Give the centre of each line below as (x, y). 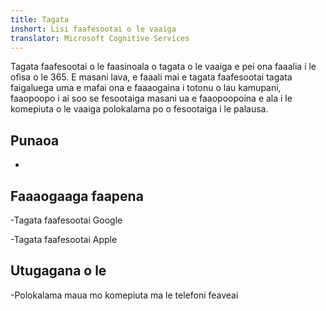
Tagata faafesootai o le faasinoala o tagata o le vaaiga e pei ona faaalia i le (163, 67)
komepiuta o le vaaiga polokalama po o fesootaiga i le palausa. (139, 109)
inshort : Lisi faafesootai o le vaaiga (93, 29)
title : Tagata (40, 19)
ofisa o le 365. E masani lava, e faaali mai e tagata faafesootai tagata (151, 77)
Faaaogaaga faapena (77, 196)
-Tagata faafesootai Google (66, 220)
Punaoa (35, 140)
